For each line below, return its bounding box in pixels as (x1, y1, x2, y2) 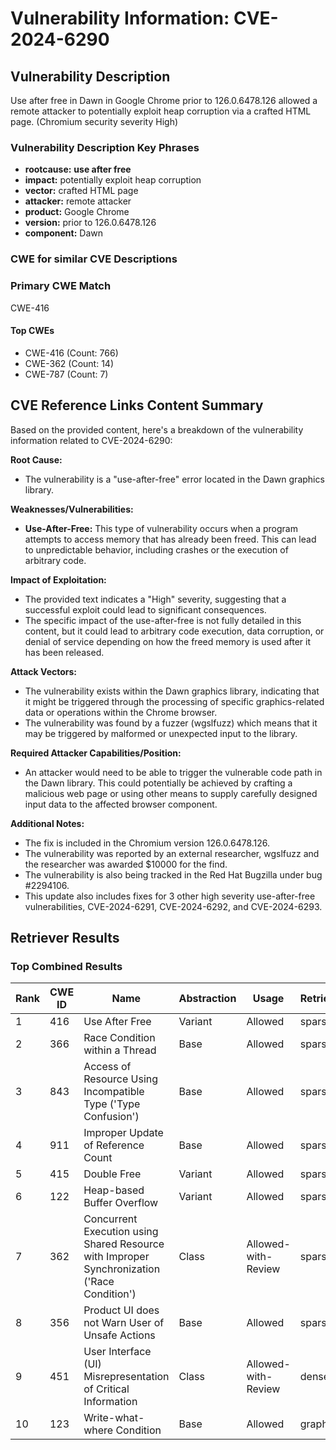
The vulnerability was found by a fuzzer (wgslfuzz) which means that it (24, 717, 318, 729)
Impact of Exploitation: (10, 573, 107, 586)
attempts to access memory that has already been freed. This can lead (24, 533, 317, 545)
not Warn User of (83, 1316, 165, 1330)
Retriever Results (10, 929, 120, 946)
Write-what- (83, 1411, 145, 1425)
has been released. (24, 646, 105, 658)
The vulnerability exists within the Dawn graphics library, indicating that (24, 685, 320, 697)
